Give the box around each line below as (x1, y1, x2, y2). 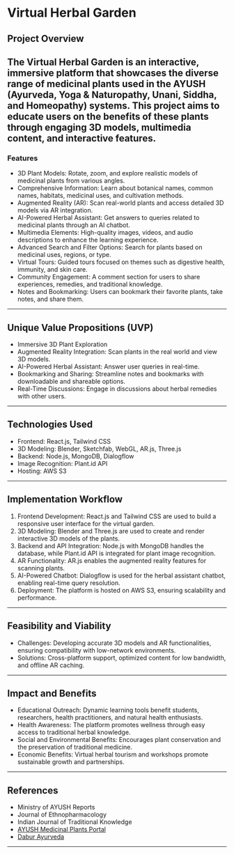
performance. (17, 593, 57, 602)
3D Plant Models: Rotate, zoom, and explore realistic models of (17, 169, 198, 178)
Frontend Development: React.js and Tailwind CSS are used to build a (17, 512, 217, 520)
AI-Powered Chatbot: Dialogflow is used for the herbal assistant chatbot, (17, 571, 226, 580)
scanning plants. (17, 564, 65, 572)
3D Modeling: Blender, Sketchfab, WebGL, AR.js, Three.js (17, 444, 182, 453)
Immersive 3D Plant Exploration (17, 340, 108, 349)
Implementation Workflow (7, 493, 123, 506)
